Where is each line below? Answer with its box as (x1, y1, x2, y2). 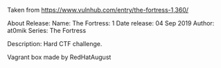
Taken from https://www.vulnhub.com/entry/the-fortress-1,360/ (7, 6, 189, 14)
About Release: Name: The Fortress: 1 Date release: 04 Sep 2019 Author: (7, 19, 215, 27)
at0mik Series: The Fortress (7, 27, 87, 34)
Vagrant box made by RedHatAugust (7, 53, 112, 61)
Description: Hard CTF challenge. (7, 40, 103, 47)
